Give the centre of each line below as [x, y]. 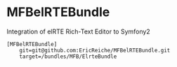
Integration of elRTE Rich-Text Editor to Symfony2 [78, 31]
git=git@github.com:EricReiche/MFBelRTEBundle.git [95, 50]
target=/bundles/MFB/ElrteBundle [68, 57]
